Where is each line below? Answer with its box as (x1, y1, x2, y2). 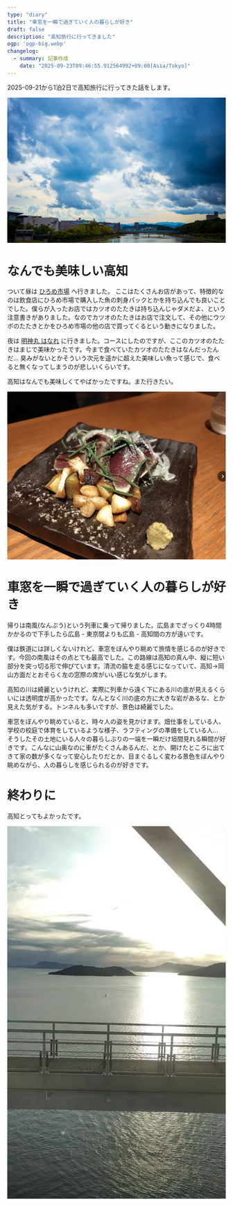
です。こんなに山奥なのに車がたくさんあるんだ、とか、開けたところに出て (12, 743, 225, 751)
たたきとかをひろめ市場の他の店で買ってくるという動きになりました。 (19, 322, 220, 330)
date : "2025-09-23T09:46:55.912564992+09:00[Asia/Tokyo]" (19, 62, 191, 69)
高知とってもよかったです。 (7, 812, 85, 820)
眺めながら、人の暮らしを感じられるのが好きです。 (7, 761, 153, 769)
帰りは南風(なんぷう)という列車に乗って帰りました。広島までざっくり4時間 (7, 621, 222, 629)
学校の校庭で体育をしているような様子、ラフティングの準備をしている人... (7, 726, 218, 734)
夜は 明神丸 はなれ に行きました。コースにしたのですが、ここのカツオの (7, 337, 213, 345)
